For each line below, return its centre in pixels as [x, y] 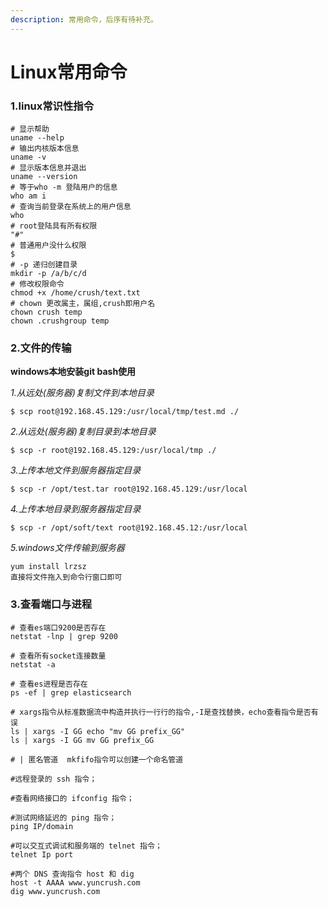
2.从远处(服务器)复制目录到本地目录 [83, 432]
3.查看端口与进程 [51, 604]
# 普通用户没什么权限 [48, 246]
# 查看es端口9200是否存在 [58, 627]
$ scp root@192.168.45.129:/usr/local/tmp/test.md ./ [125, 412]
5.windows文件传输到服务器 [67, 548]
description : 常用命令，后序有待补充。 [84, 19]
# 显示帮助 [30, 129]
